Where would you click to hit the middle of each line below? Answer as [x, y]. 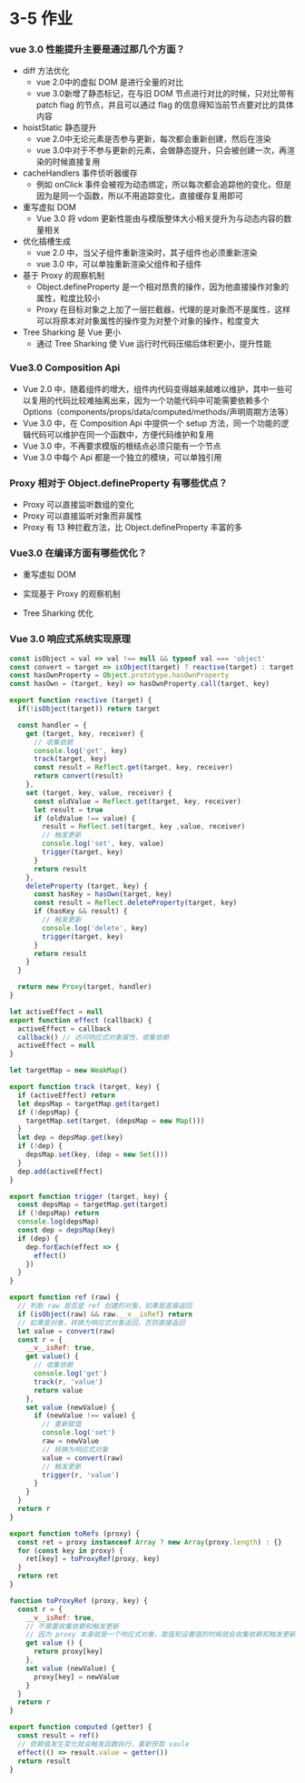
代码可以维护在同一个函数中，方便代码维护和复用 [122, 434]
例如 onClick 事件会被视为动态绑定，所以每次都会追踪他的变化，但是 [164, 185]
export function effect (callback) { [81, 1020]
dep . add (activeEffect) [60, 1171]
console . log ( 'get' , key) [80, 750]
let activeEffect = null [56, 1012]
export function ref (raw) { [64, 1297]
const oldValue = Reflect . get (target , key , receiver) [138, 801]
